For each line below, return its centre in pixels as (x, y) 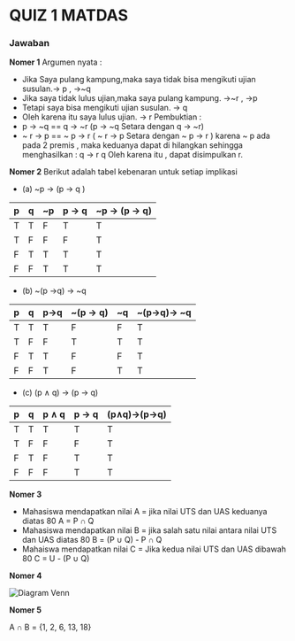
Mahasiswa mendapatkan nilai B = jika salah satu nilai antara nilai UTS (149, 530)
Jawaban (30, 43)
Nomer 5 (26, 610)
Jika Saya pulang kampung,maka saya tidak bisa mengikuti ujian (139, 80)
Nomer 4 (26, 575)
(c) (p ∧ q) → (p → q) (60, 393)
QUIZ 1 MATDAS (69, 15)
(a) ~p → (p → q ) (53, 189)
